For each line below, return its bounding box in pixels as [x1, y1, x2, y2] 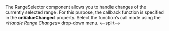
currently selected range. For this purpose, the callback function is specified [5, 9, 164, 15]
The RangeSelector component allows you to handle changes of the [5, 4, 146, 10]
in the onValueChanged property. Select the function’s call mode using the [5, 15, 161, 20]
